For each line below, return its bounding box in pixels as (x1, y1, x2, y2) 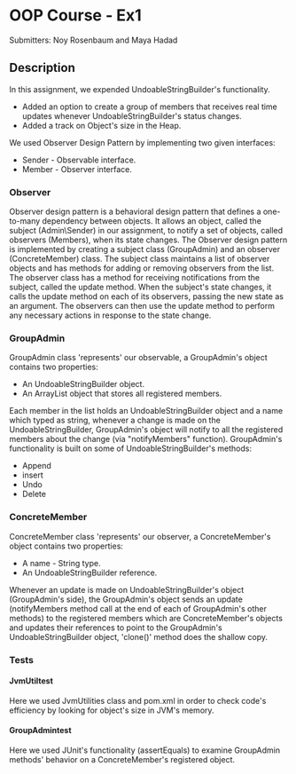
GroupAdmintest (9, 725, 73, 736)
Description (9, 60, 75, 75)
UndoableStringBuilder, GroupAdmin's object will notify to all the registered (9, 424, 284, 435)
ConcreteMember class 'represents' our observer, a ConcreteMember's (9, 531, 271, 541)
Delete (21, 489, 47, 500)
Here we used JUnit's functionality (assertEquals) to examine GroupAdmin (9, 745, 281, 755)
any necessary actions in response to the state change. (9, 310, 212, 320)
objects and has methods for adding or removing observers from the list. (9, 263, 275, 273)
